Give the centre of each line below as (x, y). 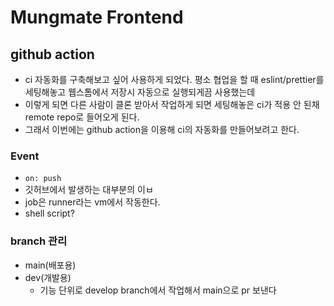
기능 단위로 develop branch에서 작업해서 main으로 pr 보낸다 (158, 290)
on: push (43, 179)
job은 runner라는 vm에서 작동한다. (92, 202)
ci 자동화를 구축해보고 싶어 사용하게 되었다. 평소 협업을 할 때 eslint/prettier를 (174, 79)
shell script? (49, 213)
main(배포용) (50, 265)
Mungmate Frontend (97, 17)
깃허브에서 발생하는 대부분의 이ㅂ (89, 190)
